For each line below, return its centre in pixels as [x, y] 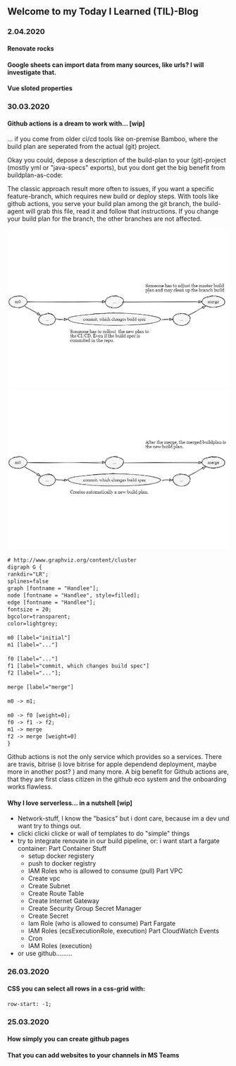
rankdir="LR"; [28, 574]
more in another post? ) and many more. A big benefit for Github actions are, [118, 772]
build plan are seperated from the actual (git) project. [84, 147]
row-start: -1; [30, 1005]
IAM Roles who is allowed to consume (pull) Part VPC [105, 871]
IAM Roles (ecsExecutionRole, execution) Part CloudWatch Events [124, 931]
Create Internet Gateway [64, 901]
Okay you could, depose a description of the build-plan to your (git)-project [117, 160]
